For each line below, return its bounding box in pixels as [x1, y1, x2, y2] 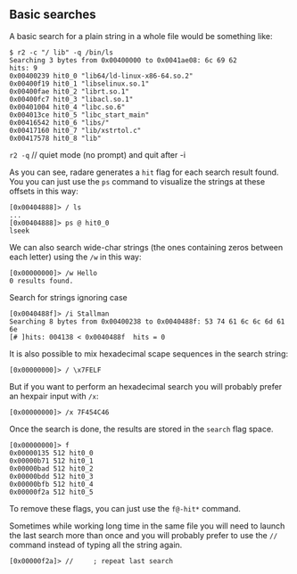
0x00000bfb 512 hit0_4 [9, 480, 94, 488]
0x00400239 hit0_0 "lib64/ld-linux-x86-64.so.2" [9, 71, 194, 80]
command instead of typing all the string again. [9, 539, 183, 550]
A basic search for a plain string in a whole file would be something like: [9, 30, 273, 41]
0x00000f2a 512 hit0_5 [9, 488, 94, 496]
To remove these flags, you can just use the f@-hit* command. [9, 503, 241, 513]
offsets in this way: [9, 185, 78, 196]
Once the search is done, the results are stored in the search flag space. [9, 423, 274, 434]
